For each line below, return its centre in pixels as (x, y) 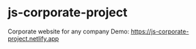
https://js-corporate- (160, 31)
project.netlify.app (33, 38)
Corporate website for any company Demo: (69, 31)
